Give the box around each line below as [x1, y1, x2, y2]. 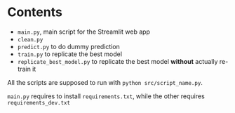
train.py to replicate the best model [17, 50, 123, 58]
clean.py [17, 36, 43, 43]
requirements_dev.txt [7, 99, 71, 106]
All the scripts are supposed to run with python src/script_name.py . [7, 78, 203, 86]
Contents [7, 4, 63, 20]
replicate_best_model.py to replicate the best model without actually [17, 57, 218, 65]
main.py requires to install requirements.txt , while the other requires [7, 92, 205, 100]
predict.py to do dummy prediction [17, 42, 121, 51]
